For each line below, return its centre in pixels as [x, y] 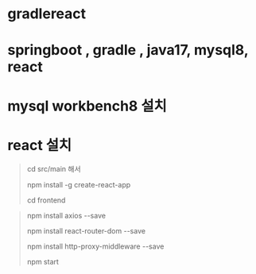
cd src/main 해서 [54, 168]
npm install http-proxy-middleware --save [95, 246]
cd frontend [46, 200]
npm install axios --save [66, 215]
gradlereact [47, 14]
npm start [43, 261]
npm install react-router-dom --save [86, 230]
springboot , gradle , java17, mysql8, [128, 50]
